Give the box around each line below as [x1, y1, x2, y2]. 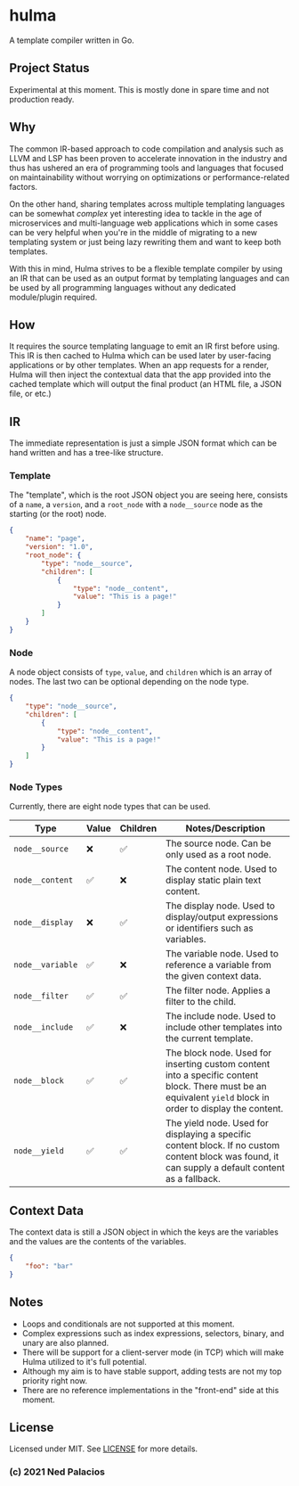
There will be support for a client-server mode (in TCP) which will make [21, 1347, 285, 1358]
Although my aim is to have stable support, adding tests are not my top [21, 1366, 282, 1376]
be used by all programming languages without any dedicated [9, 282, 236, 292]
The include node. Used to [165, 1010, 276, 1022]
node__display [13, 917, 74, 928]
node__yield [13, 1146, 65, 1156]
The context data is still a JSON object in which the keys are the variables [9, 1227, 279, 1237]
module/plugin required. [9, 291, 98, 302]
